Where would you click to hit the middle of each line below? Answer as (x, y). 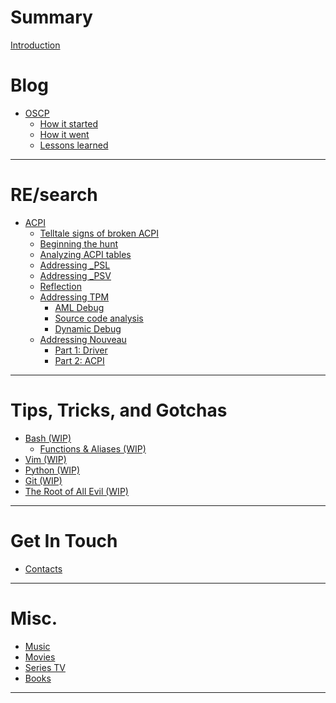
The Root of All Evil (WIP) (76, 491)
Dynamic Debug (88, 328)
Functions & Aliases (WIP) (93, 448)
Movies (40, 657)
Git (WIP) (43, 480)
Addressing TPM (74, 297)
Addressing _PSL (75, 265)
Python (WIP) (52, 470)
